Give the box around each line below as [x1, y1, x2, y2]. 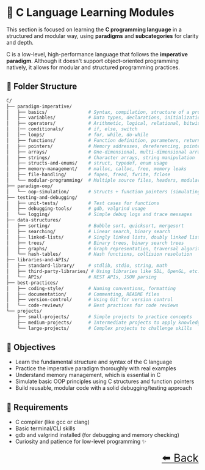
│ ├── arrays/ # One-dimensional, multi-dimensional [6, 149, 187, 155]
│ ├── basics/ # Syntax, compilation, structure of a [6, 109, 190, 115]
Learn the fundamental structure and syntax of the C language [15, 358, 173, 366]
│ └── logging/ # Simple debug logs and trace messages [6, 211, 192, 218]
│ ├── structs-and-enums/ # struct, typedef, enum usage [6, 160, 168, 166]
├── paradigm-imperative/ [6, 103, 72, 110]
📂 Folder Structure [6, 81, 77, 92]
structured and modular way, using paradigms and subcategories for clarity [6, 32, 199, 39]
